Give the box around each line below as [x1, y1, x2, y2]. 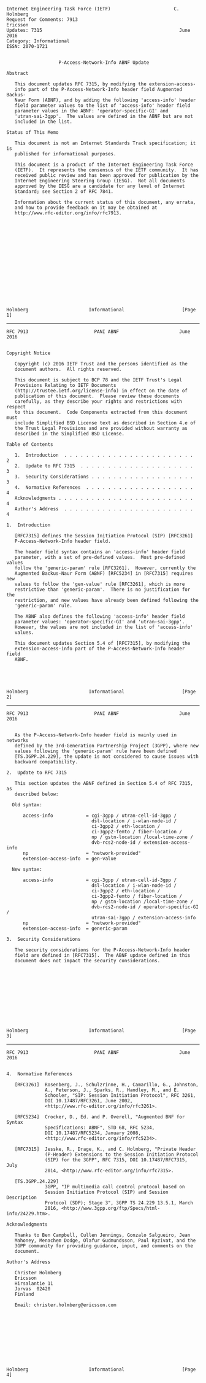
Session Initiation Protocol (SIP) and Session [45, 1189, 169, 1195]
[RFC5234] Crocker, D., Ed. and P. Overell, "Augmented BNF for [14, 1114, 185, 1120]
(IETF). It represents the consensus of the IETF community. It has [14, 167, 199, 173]
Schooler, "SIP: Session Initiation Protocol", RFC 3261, [45, 1093, 196, 1099]
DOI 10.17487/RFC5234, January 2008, [45, 1130, 141, 1136]
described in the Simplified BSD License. [14, 430, 124, 437]
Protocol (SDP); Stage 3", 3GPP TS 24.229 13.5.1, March [45, 1200, 193, 1206]
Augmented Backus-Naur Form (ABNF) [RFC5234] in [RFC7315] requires [14, 571, 193, 577]
